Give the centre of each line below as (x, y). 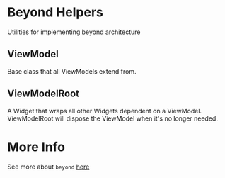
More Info (36, 147)
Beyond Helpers (56, 12)
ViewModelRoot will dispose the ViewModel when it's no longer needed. (112, 118)
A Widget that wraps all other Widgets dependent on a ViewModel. (105, 111)
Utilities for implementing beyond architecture (74, 32)
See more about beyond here (48, 167)
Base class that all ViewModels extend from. (72, 71)
